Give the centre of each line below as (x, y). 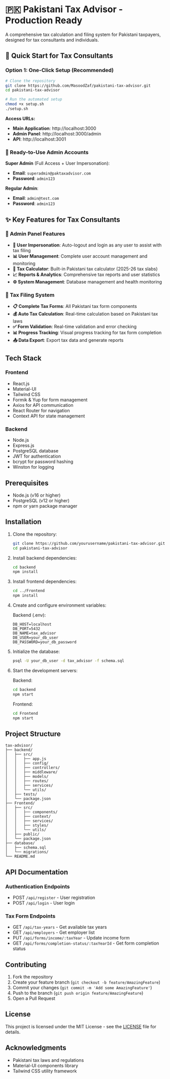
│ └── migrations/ (27, 852)
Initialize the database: (36, 652)
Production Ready (44, 21)
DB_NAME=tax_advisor (34, 633)
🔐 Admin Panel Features (35, 234)
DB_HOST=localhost (32, 624)
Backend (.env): (29, 615)
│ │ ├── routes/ (27, 781)
